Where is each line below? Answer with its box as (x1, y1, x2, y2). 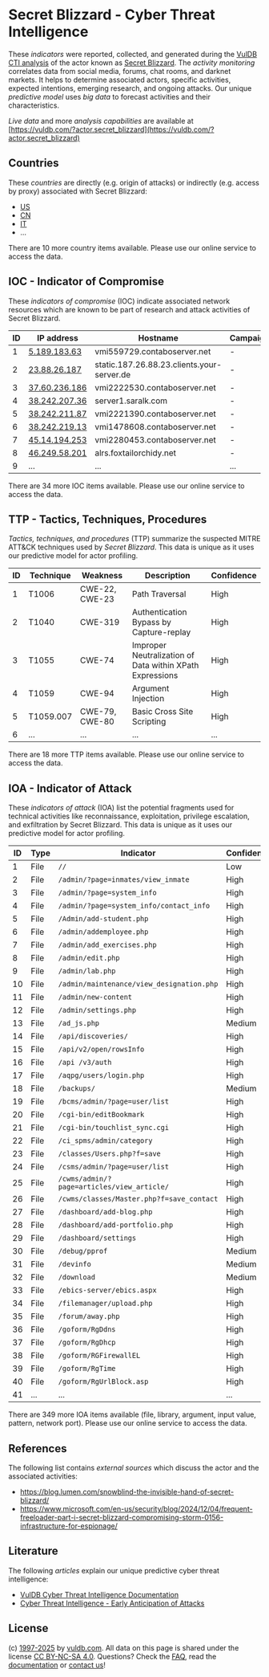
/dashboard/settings (58, 1234, 137, 1242)
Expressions (131, 670, 179, 681)
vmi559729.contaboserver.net (94, 345, 211, 357)
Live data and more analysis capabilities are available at (8, 116, 194, 125)
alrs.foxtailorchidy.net (94, 447, 177, 459)
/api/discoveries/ (58, 1032, 128, 1041)
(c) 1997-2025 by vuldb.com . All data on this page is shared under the (8, 1642, 239, 1652)
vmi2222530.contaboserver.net (94, 382, 216, 393)
